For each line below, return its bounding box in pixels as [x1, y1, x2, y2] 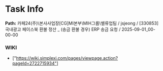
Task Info [5, 3, 44, 15]
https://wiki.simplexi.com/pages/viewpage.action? [16, 55, 118, 61]
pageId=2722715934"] [12, 60, 59, 67]
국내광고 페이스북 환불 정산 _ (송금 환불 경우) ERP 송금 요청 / [5, 26, 121, 32]
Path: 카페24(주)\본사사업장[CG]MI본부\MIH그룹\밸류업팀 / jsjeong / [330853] [5, 20, 159, 26]
